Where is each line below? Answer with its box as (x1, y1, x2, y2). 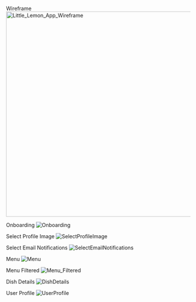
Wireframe (6, 5, 32, 12)
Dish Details (6, 278, 35, 285)
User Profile (6, 290, 35, 296)
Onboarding (6, 222, 35, 228)
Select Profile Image (6, 233, 55, 239)
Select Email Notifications (6, 244, 68, 251)
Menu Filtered (6, 267, 40, 274)
